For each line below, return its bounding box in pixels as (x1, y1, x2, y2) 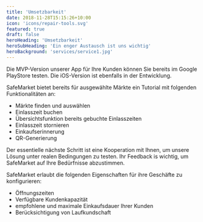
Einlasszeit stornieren (15, 121, 69, 129)
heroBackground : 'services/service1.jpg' (6, 49, 113, 55)
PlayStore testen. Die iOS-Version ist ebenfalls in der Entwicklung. (6, 71, 172, 79)
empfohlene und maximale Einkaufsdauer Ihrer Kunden (15, 202, 154, 209)
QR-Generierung (15, 134, 57, 141)
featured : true (6, 26, 45, 32)
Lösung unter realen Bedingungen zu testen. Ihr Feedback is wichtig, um (6, 152, 189, 160)
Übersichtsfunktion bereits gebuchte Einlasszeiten (15, 115, 142, 122)
